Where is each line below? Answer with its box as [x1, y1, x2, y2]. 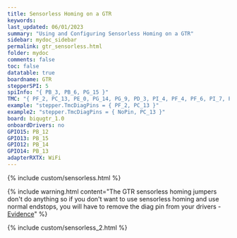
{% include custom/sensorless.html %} [7, 173, 121, 182]
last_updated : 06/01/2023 [7, 23, 83, 30]
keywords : [7, 17, 37, 24]
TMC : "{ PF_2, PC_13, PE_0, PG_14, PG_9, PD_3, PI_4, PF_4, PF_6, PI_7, [7, 96, 226, 103]
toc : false [7, 63, 39, 70]
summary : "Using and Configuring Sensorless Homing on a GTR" [7, 30, 194, 37]
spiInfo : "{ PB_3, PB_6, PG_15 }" [7, 89, 109, 96]
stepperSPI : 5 [7, 82, 49, 89]
